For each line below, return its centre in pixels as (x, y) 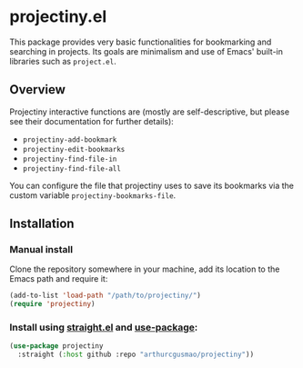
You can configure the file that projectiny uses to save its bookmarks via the (151, 185)
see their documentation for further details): (92, 121)
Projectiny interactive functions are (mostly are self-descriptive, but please (149, 112)
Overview (38, 90)
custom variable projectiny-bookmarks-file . (93, 195)
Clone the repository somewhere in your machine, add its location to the (145, 269)
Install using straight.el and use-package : (104, 327)
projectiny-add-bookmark (70, 139)
